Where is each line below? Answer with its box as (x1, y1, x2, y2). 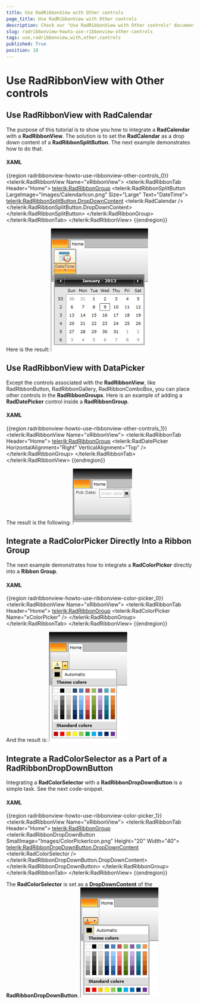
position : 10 (6, 48, 39, 54)
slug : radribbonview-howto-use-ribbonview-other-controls (6, 29, 153, 35)
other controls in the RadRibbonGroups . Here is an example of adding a (6, 391, 183, 399)
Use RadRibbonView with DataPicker (6, 363, 145, 373)
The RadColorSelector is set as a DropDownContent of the (6, 881, 153, 888)
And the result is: (6, 736, 48, 744)
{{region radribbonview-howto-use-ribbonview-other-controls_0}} (6, 172, 169, 179)
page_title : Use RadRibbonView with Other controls (6, 16, 137, 22)
